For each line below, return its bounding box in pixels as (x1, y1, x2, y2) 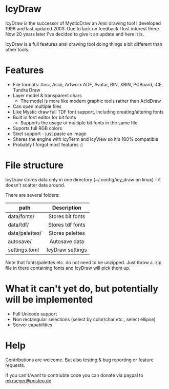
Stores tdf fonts (48, 221, 86, 228)
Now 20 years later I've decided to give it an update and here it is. (5, 31, 144, 37)
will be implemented (5, 294, 93, 305)
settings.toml (8, 246, 39, 253)
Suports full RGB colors (12, 125, 62, 131)
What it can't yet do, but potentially (5, 283, 159, 294)
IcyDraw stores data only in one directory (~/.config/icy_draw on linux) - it (5, 176, 161, 182)
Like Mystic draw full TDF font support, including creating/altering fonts (12, 108, 164, 115)
